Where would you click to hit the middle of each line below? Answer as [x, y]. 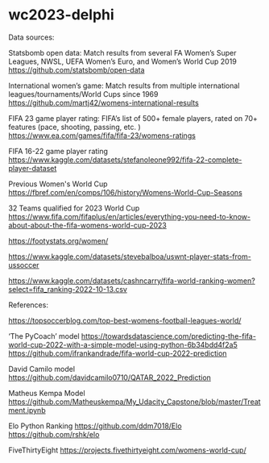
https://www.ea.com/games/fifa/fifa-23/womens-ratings [102, 136]
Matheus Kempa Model [47, 393]
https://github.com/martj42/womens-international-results [103, 102]
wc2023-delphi [61, 15]
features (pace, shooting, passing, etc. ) [74, 127]
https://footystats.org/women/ [58, 240]
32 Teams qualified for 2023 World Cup [74, 208]
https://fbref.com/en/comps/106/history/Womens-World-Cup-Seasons [126, 192]
